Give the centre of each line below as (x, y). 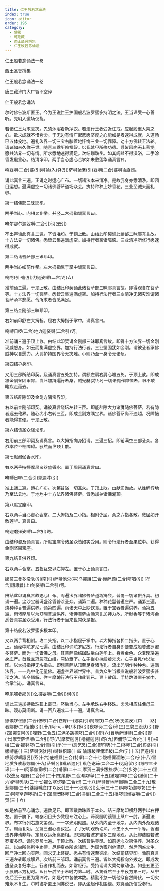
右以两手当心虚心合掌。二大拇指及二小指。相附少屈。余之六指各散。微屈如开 (82, 515)
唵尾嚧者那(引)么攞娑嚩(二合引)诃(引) (42, 694)
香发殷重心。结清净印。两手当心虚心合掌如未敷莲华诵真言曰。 (67, 159)
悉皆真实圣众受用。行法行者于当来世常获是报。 (52, 620)
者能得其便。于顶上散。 (29, 419)
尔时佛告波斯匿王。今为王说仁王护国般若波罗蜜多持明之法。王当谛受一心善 (80, 112)
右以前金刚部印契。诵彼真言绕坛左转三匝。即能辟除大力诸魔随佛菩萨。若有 (80, 407)
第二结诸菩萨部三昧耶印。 (31, 256)
